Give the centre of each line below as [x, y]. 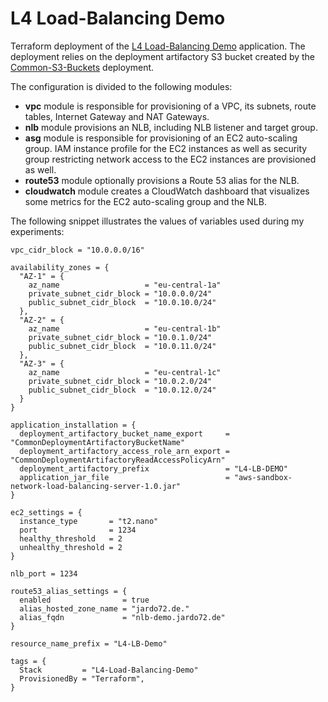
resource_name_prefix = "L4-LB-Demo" [89, 643]
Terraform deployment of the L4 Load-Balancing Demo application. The [158, 46]
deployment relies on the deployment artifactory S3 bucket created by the [163, 56]
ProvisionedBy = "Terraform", [82, 678]
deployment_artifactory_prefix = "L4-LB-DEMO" [153, 468]
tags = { [28, 661]
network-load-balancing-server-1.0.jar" [96, 486]
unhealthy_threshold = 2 [71, 547]
